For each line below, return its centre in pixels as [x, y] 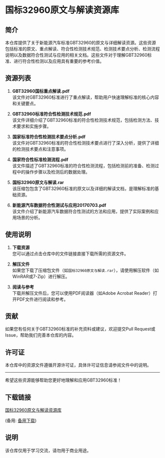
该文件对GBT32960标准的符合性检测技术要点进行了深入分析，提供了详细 [86, 143]
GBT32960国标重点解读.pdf [41, 91]
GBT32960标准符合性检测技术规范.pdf [52, 114]
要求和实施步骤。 [34, 126]
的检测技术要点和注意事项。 [40, 149]
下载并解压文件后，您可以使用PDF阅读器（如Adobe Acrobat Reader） [82, 293]
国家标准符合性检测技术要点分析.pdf [49, 137]
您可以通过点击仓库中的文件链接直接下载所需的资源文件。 [70, 253]
